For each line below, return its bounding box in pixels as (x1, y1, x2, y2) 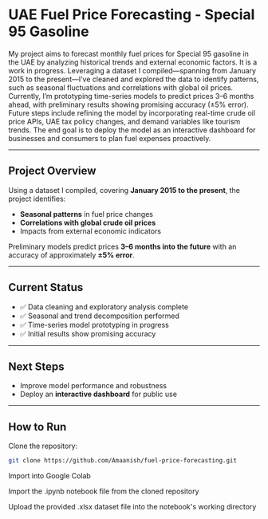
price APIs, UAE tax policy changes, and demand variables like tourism (8, 116, 241, 126)
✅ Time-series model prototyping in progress (19, 320, 169, 329)
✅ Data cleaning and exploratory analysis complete (19, 301, 189, 312)
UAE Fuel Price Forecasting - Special (8, 6, 255, 24)
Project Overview (8, 164, 97, 178)
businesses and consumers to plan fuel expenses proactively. (8, 133, 211, 143)
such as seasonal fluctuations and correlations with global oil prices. (8, 82, 234, 92)
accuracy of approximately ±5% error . (8, 250, 136, 260)
